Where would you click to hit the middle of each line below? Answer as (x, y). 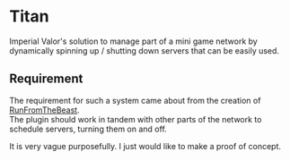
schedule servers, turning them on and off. (88, 129)
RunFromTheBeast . (44, 110)
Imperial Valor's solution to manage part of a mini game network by (133, 41)
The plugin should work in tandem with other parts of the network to (136, 119)
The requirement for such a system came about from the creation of (135, 100)
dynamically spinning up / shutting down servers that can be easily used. (145, 50)
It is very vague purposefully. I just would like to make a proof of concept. (145, 146)
